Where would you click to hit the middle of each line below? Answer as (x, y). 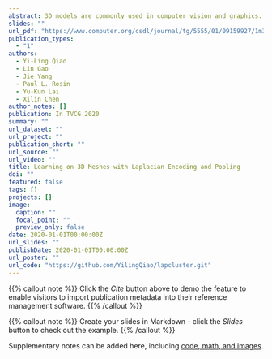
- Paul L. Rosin (43, 84)
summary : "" (28, 122)
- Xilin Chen (38, 99)
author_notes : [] (38, 106)
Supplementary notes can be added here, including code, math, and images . (136, 345)
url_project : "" (36, 136)
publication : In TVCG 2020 (54, 115)
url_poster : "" (34, 257)
